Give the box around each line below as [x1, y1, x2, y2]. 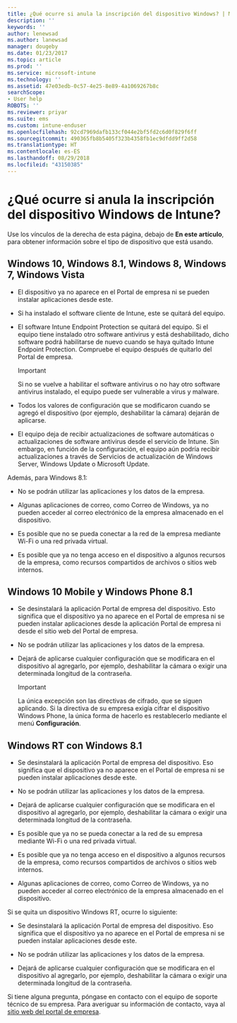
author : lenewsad [7, 30, 59, 37]
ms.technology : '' [7, 75, 61, 83]
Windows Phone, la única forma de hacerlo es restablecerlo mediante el [17, 712, 227, 720]
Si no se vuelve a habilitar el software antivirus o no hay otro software [17, 380, 221, 388]
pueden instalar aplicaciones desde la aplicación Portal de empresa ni [17, 619, 221, 628]
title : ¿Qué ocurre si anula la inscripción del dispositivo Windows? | [7, 10, 226, 18]
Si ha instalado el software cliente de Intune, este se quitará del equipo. [17, 308, 226, 317]
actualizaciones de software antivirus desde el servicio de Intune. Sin [17, 437, 219, 445]
